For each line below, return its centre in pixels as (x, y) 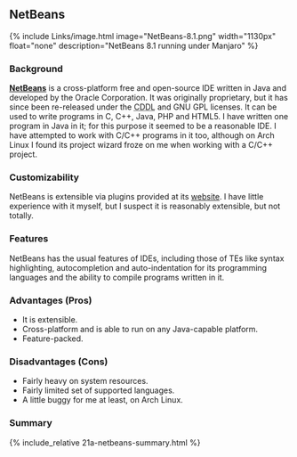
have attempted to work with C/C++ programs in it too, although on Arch (142, 135)
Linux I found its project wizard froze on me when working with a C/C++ (141, 145)
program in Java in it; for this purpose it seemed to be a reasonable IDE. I (143, 126)
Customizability (44, 177)
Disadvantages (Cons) (59, 362)
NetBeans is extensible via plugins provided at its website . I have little (136, 197)
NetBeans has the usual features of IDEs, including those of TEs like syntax (147, 258)
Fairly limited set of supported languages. (98, 390)
